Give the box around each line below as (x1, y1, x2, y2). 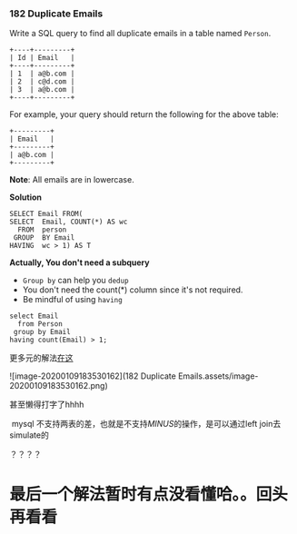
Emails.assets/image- (178, 371, 259, 381)
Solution (9, 192, 43, 203)
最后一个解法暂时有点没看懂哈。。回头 (9, 484, 289, 505)
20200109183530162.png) (9, 381, 109, 391)
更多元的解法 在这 (9, 352, 74, 363)
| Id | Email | (9, 54, 75, 63)
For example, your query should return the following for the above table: (9, 109, 279, 120)
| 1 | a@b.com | (9, 69, 75, 79)
